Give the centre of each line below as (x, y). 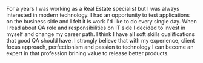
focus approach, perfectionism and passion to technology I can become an (100, 47)
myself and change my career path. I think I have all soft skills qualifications (101, 34)
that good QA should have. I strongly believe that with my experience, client (101, 40)
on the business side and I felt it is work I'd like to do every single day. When (101, 21)
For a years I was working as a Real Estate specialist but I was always (93, 9)
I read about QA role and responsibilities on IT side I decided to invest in (96, 28)
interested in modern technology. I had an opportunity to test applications (98, 15)
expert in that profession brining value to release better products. (88, 53)
